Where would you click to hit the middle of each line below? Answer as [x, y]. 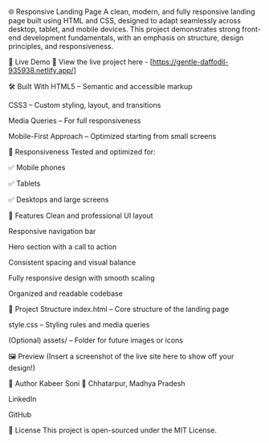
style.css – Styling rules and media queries [79, 324]
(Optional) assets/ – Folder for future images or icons [96, 340]
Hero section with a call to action [63, 247]
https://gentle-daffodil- [190, 62]
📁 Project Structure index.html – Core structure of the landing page [119, 309]
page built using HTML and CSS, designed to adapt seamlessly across [124, 21]
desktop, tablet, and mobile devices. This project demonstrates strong [124, 29]
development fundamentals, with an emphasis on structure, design [133, 38]
